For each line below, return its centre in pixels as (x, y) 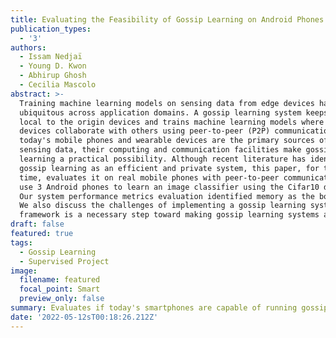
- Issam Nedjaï (51, 57)
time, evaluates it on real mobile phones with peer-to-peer (149, 177)
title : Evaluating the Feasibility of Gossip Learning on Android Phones (167, 19)
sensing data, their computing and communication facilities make (160, 150)
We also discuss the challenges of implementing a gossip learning (163, 206)
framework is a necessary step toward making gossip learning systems (169, 215)
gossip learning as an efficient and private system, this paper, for (169, 168)
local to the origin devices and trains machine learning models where (172, 122)
